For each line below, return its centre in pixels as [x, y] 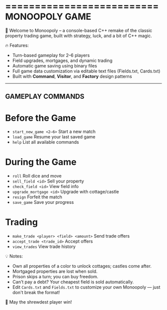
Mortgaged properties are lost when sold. [55, 271]
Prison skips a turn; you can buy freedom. [55, 277]
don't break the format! [36, 293]
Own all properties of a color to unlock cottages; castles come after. [82, 266]
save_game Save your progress [43, 202]
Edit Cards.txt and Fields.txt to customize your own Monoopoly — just [86, 287]
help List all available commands [46, 142]
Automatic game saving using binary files [55, 65]
